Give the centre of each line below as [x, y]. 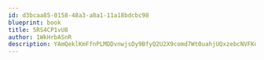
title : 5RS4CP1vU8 [38, 30]
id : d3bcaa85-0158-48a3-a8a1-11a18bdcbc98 [79, 15]
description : [29, 44]
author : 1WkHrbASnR [40, 37]
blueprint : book [35, 23]
